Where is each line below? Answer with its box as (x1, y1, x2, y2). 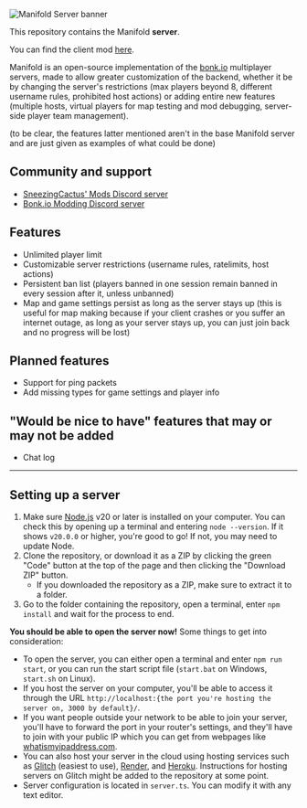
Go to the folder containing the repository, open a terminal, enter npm (22, 599, 281, 610)
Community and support (9, 165, 153, 180)
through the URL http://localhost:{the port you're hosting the (22, 693, 271, 704)
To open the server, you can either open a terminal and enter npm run (22, 654, 283, 664)
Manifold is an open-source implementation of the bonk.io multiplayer (9, 62, 272, 72)
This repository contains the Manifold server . (9, 27, 180, 37)
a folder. (36, 590, 69, 601)
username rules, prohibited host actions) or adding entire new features (9, 91, 276, 101)
